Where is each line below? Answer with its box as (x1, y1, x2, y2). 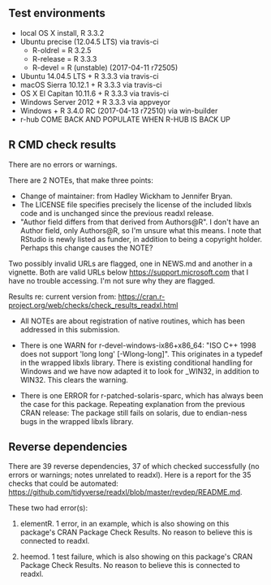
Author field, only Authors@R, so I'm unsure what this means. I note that (19, 225, 262, 235)
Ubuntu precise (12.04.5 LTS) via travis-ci (19, 37, 159, 46)
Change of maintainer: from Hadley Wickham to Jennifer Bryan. (19, 191, 233, 201)
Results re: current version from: (8, 292, 117, 301)
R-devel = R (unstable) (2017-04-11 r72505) (32, 63, 179, 72)
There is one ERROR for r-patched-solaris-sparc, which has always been (19, 390, 264, 401)
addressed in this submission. (19, 324, 120, 334)
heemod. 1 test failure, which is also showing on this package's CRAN (19, 552, 253, 561)
